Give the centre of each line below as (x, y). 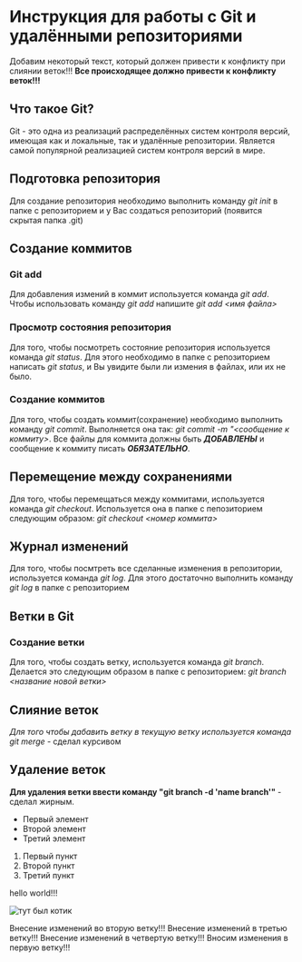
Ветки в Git (42, 616)
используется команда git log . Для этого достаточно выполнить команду (151, 578)
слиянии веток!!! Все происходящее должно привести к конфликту (143, 71)
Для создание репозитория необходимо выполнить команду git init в (144, 201)
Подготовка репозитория (85, 179)
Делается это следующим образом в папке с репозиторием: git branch (148, 672)
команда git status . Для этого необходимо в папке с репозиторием (140, 357)
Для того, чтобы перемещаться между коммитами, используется (137, 499)
